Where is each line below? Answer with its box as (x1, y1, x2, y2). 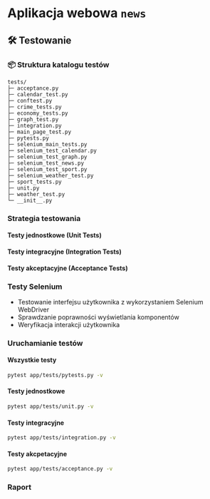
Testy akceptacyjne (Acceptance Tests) (7, 264, 128, 272)
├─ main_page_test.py (7, 128, 72, 135)
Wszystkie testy (7, 356, 57, 364)
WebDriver (17, 305, 50, 314)
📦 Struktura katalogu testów (7, 59, 110, 69)
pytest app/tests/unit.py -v (7, 403, 94, 411)
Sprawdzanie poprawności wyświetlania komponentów (17, 312, 179, 321)
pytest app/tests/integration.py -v (7, 434, 116, 441)
